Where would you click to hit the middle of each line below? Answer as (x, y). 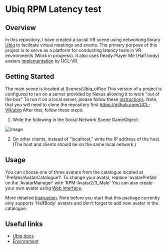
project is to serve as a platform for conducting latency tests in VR (73, 50)
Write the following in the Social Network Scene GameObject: (75, 119)
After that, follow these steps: (53, 110)
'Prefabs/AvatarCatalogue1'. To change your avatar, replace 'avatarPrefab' (81, 177)
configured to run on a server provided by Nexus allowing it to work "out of (82, 94)
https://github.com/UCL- (125, 104)
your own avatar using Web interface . (44, 188)
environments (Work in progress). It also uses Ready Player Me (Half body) (82, 55)
